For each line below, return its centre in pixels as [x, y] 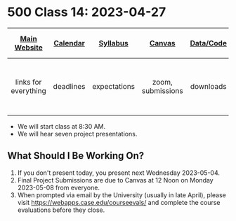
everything [29, 90]
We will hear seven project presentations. [77, 134]
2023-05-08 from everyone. [59, 187]
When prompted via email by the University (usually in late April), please [122, 195]
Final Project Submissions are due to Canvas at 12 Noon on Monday [115, 180]
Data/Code [208, 43]
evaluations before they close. [61, 210]
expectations [114, 86]
